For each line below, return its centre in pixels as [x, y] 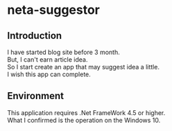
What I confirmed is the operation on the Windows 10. [84, 120]
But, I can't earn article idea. [48, 60]
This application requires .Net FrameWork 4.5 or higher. [86, 112]
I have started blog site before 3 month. [63, 52]
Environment [36, 96]
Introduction [35, 36]
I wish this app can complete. [49, 74]
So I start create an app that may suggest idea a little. [83, 67]
